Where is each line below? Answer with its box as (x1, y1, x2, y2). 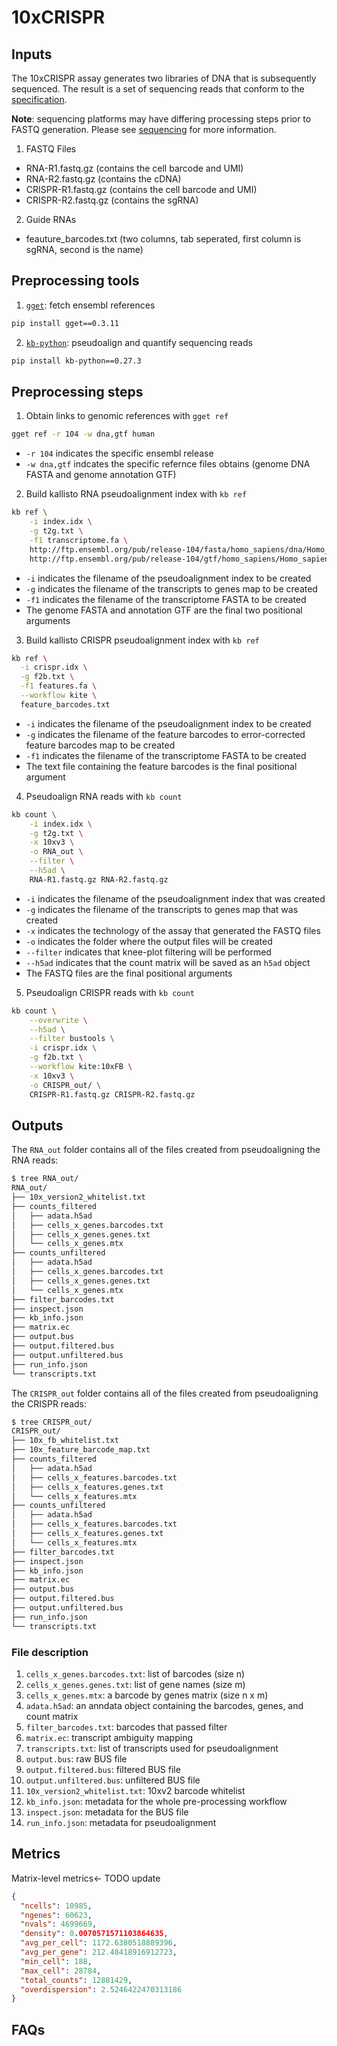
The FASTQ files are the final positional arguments (25, 967, 233, 979)
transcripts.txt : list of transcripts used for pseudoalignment (25, 1742, 279, 1754)
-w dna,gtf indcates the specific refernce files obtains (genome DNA (25, 458, 311, 470)
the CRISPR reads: (11, 1397, 88, 1410)
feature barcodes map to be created (25, 739, 176, 751)
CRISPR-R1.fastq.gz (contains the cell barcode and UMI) (25, 184, 258, 195)
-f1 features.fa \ (20, 681, 98, 691)
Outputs (11, 1117, 64, 1134)
